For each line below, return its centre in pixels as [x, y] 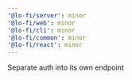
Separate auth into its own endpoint [66, 67]
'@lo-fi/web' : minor [42, 23]
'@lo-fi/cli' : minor [42, 30]
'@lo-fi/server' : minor [47, 15]
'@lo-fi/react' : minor [45, 45]
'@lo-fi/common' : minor [47, 38]
